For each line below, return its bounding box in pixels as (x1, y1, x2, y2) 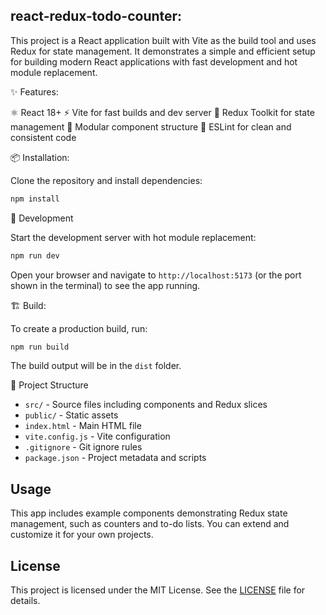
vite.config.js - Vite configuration (24, 430, 171, 443)
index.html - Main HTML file (24, 420, 142, 432)
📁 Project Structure (10, 379, 89, 391)
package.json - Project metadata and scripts (24, 452, 207, 464)
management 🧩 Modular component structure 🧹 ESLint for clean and (10, 120, 292, 133)
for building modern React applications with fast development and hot (10, 55, 298, 68)
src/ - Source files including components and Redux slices (24, 399, 268, 411)
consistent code (10, 131, 77, 143)
